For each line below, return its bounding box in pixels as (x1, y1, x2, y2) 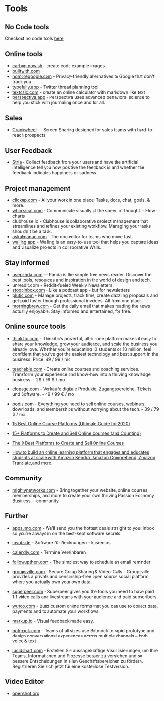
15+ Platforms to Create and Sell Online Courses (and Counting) (12, 430, 141, 436)
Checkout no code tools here (5, 35, 64, 41)
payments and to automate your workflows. (12, 608, 100, 614)
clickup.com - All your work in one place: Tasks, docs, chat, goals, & (12, 197, 150, 203)
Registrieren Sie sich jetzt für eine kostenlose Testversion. (12, 663, 130, 669)
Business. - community (12, 498, 59, 504)
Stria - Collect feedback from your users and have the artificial (12, 159, 139, 165)
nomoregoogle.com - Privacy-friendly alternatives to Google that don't (12, 73, 155, 79)
